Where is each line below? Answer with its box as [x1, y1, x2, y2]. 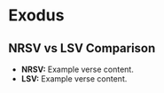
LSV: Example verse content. [20, 74, 128, 84]
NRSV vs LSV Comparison [8, 41, 156, 56]
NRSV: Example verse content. [20, 64, 134, 74]
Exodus [8, 5, 65, 26]
